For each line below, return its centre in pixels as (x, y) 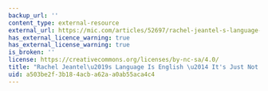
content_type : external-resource (64, 23)
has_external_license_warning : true (69, 45)
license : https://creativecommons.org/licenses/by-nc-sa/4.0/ (114, 60)
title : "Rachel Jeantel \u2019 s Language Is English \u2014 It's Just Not (134, 67)
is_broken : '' (32, 52)
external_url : (32, 30)
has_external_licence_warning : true (69, 38)
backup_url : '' (33, 15)
